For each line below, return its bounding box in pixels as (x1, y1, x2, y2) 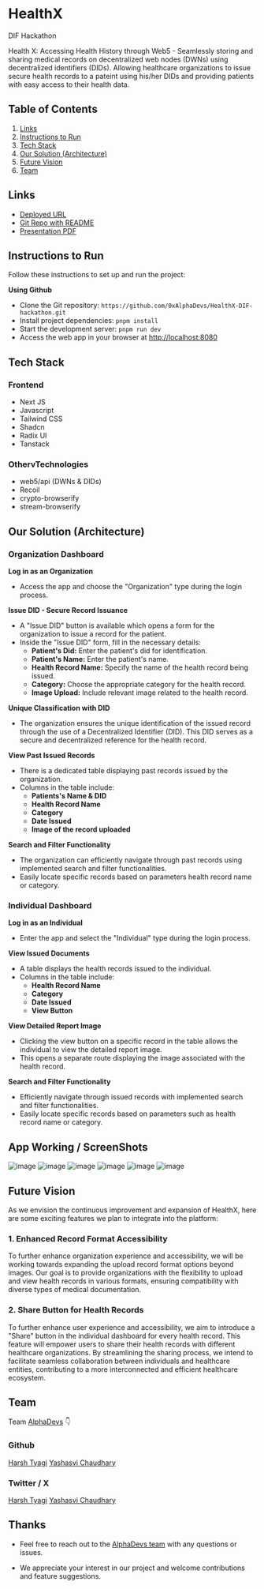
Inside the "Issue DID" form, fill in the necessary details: (19, 637, 201, 648)
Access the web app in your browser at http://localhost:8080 (19, 332, 218, 342)
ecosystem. (8, 1373, 46, 1382)
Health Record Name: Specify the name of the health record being (31, 663, 249, 672)
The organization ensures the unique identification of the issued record (19, 719, 251, 728)
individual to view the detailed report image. (19, 1045, 163, 1054)
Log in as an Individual (8, 918, 83, 928)
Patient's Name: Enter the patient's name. (31, 655, 169, 664)
